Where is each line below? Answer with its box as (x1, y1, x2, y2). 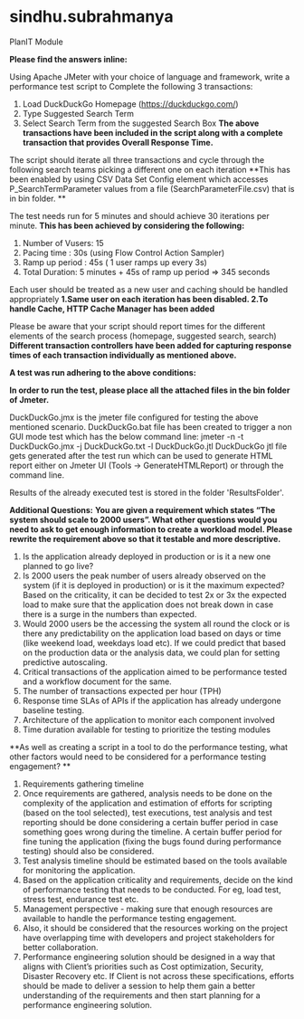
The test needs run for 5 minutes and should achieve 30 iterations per (9, 210, 270, 221)
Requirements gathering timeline (22, 778, 145, 789)
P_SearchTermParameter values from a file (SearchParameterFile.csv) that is (9, 183, 295, 194)
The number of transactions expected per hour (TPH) (22, 685, 222, 696)
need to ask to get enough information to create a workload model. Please (9, 523, 293, 535)
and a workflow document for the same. (22, 676, 172, 687)
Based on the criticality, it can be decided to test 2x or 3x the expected (22, 589, 287, 600)
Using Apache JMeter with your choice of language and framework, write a (9, 71, 290, 82)
